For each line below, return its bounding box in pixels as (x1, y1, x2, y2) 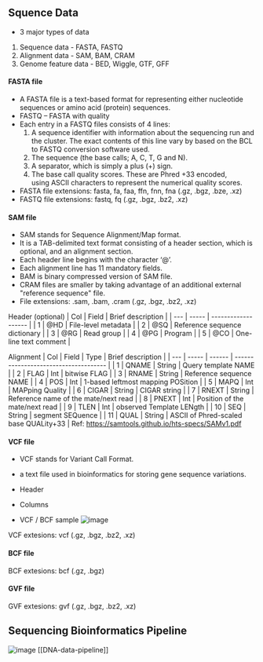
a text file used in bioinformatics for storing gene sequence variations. (19, 470, 247, 479)
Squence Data (8, 6, 79, 20)
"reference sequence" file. (19, 288, 106, 298)
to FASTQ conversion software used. (31, 144, 151, 154)
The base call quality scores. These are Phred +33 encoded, (31, 170, 228, 179)
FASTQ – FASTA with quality (19, 112, 110, 121)
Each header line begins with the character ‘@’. (19, 255, 173, 265)
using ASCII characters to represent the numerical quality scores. (31, 178, 243, 188)
